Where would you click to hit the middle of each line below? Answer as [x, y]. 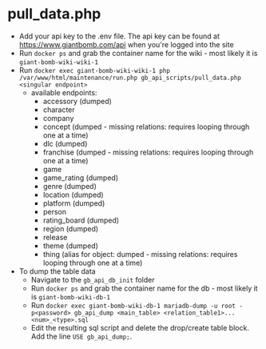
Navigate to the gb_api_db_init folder [93, 279]
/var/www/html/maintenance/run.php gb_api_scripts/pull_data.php [130, 78]
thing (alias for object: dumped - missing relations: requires [140, 254]
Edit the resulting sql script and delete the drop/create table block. [140, 327]
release [55, 237]
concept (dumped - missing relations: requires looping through [146, 126]
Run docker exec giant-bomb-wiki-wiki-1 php [95, 70]
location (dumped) [73, 195]
